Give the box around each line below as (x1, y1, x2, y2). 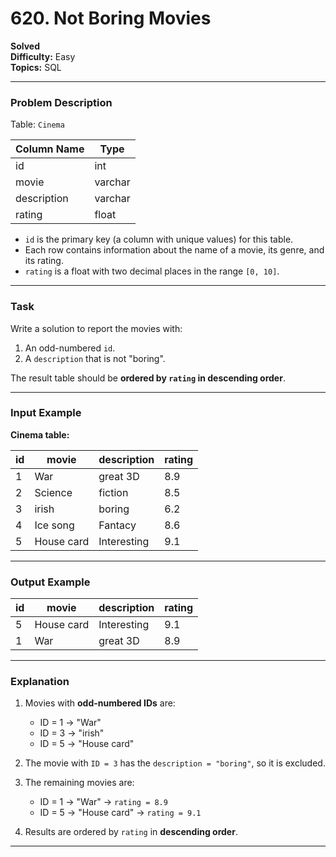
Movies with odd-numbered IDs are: (24, 697, 176, 709)
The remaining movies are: (24, 777, 135, 789)
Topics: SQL (10, 61, 62, 73)
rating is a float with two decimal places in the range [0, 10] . (24, 265, 280, 277)
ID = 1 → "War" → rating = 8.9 (39, 796, 168, 808)
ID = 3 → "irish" (39, 727, 105, 739)
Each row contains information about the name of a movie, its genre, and (24, 244, 325, 256)
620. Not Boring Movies (10, 7, 212, 30)
